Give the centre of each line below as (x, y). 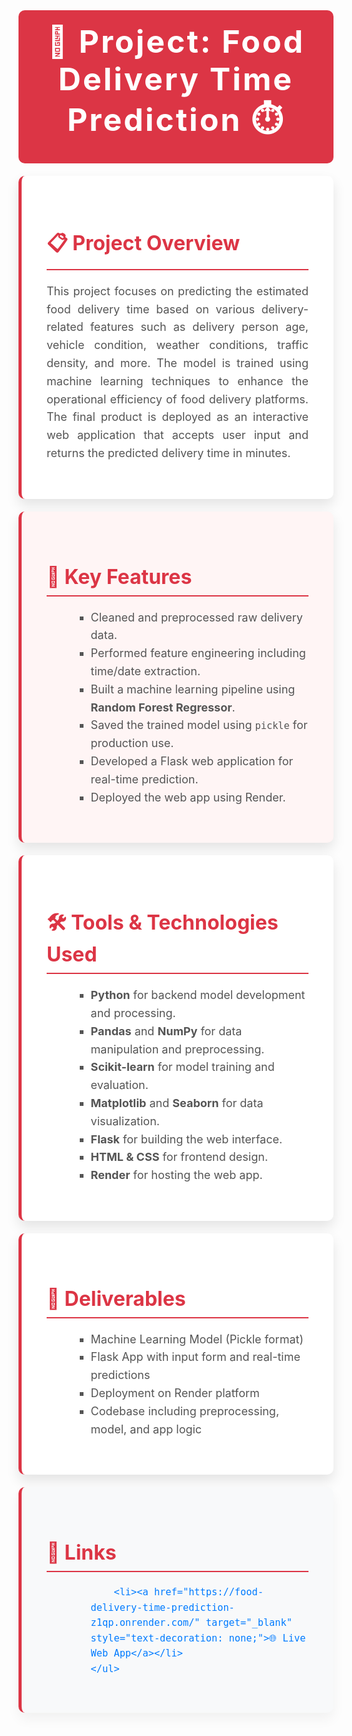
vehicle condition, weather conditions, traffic (177, 345)
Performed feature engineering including (198, 653)
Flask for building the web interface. (186, 1139)
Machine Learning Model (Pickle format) (197, 1339)
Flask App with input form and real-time (195, 1357)
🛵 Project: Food (176, 41)
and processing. (133, 1012)
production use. (132, 743)
